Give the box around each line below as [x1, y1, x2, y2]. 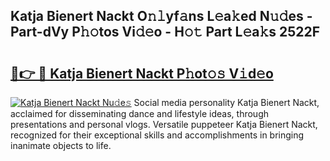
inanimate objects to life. [10, 140, 112, 151]
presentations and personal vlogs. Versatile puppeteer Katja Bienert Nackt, [10, 119, 318, 130]
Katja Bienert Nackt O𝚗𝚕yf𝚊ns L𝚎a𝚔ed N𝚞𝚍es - [10, 8, 313, 25]
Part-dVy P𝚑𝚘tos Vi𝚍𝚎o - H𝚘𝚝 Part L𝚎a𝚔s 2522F [10, 24, 321, 41]
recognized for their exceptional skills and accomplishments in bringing [10, 129, 305, 141]
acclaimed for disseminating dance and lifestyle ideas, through [10, 108, 270, 119]
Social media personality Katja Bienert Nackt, [133, 97, 320, 108]
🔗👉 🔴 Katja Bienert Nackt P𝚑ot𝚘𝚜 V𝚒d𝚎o [10, 65, 274, 82]
